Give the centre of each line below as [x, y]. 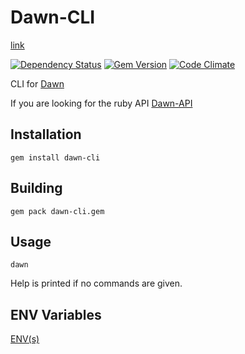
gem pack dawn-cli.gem [57, 211]
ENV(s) [25, 339]
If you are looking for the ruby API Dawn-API [101, 103]
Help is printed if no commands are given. [96, 283]
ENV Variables [56, 314]
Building [36, 188]
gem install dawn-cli [55, 157]
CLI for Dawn [37, 83]
